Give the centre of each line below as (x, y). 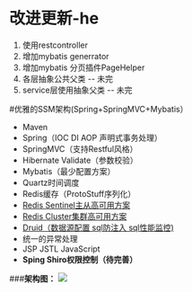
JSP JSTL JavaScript (61, 249)
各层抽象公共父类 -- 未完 (68, 78)
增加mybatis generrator (65, 56)
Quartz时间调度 (51, 182)
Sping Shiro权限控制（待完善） (80, 259)
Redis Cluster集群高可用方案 (74, 216)
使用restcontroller (55, 45)
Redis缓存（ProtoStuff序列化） (79, 193)
